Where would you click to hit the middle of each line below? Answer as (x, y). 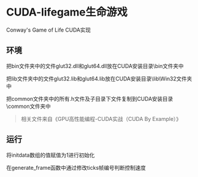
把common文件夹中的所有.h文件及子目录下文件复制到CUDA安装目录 (90, 98)
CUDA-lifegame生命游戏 (67, 12)
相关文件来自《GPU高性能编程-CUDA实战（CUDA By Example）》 (101, 119)
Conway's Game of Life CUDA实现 (48, 30)
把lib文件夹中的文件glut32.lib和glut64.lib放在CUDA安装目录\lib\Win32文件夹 (99, 79)
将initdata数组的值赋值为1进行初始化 (51, 155)
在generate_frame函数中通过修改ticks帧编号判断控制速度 (76, 167)
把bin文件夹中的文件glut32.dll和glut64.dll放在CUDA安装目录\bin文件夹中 (95, 66)
